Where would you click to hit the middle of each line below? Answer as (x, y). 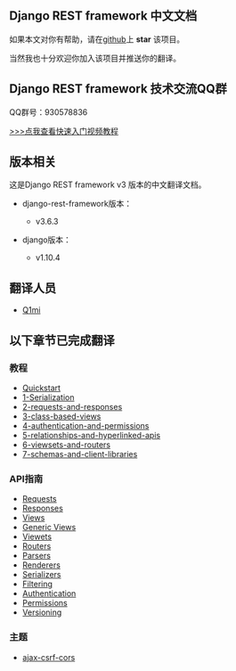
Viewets (37, 536)
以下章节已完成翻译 (62, 340)
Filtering (37, 584)
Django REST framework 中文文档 (103, 16)
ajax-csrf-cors (49, 657)
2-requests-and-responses (72, 406)
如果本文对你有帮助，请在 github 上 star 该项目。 (97, 39)
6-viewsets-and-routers (66, 445)
